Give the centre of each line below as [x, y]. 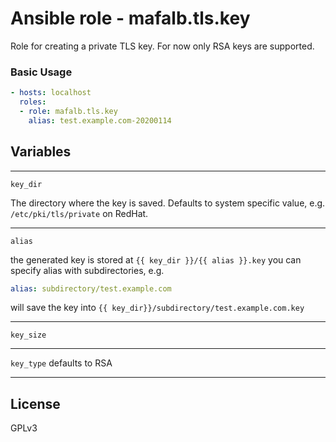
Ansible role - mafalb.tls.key [130, 18]
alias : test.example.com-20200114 [100, 120]
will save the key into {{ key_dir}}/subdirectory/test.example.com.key [157, 308]
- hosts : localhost [51, 93]
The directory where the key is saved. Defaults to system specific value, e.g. [168, 203]
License [35, 403]
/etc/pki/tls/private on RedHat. [79, 213]
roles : [33, 102]
